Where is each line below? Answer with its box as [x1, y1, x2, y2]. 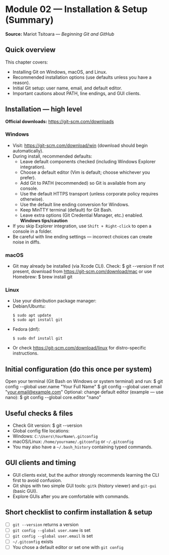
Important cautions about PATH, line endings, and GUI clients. [12, 90, 141, 96]
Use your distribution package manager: [12, 298, 97, 304]
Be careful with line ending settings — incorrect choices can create [12, 233, 153, 239]
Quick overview [5, 45, 56, 54]
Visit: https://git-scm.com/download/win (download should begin [12, 142, 148, 148]
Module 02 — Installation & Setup [5, 4, 148, 15]
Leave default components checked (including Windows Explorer [20, 158, 156, 165]
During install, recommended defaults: [12, 153, 92, 159]
